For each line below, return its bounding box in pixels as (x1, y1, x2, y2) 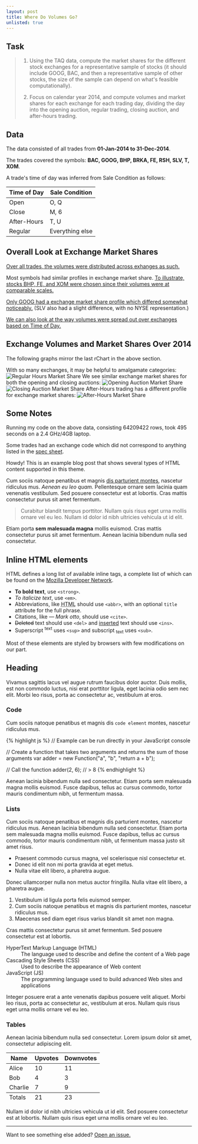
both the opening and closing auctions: (6, 379, 101, 386)
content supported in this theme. (6, 466, 85, 473)
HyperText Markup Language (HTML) (6, 945, 97, 952)
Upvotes (34, 1054, 59, 1063)
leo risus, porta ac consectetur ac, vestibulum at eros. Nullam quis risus (6, 999, 180, 1007)
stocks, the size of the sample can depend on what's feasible (29, 76, 179, 83)
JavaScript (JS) (6, 969, 44, 976)
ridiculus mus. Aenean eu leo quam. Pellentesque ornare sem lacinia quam (6, 483, 187, 490)
